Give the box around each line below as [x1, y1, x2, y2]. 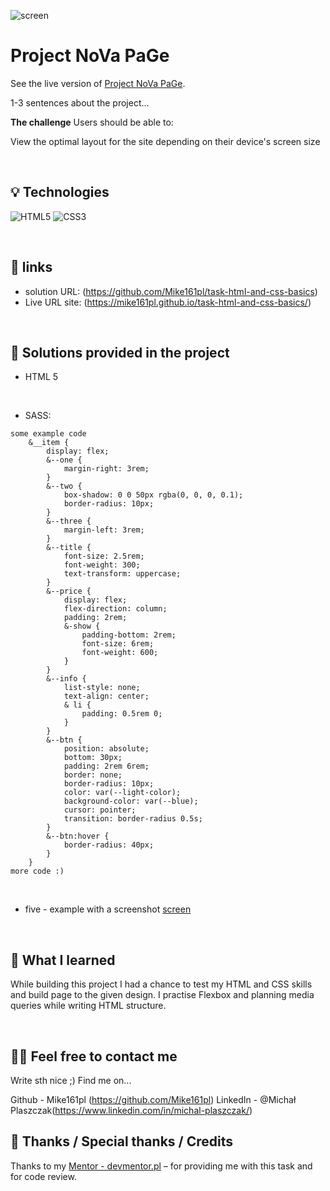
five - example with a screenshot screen [24, 903, 192, 915]
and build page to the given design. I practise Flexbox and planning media [10, 989, 315, 1001]
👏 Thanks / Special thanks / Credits [10, 1133, 233, 1150]
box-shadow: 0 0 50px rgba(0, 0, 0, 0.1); [63, 490, 244, 500]
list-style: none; [63, 683, 141, 693]
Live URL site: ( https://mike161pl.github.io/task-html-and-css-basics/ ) [24, 296, 312, 308]
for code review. [10, 1170, 77, 1182]
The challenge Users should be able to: [10, 116, 174, 128]
